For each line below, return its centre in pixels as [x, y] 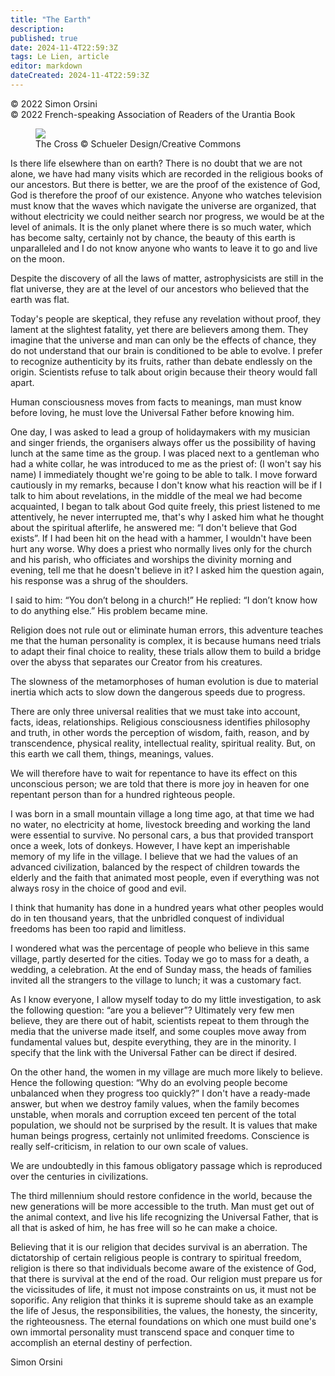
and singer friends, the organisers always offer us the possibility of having [163, 442]
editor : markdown [46, 66]
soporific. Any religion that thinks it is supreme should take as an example [162, 1300]
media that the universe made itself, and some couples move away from [158, 1031]
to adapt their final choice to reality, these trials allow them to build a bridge [166, 651]
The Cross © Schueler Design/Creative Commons [138, 143]
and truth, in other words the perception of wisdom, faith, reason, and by [160, 732]
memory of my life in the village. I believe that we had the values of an [154, 856]
